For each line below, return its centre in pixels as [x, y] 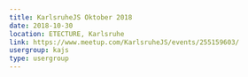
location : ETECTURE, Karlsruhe [67, 34]
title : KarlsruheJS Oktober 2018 [71, 17]
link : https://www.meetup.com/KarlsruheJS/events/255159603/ [124, 42]
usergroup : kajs [39, 50]
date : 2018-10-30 [41, 26]
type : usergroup [39, 58]
